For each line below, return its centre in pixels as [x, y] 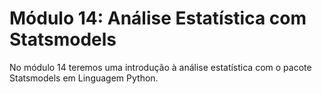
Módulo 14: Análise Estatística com [158, 18]
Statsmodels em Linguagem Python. [84, 78]
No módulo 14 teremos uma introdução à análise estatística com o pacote [160, 67]
